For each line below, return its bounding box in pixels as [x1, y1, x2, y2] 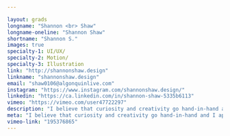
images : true [7, 42, 44, 49]
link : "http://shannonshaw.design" [7, 67, 109, 74]
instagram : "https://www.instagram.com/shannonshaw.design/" [7, 87, 186, 93]
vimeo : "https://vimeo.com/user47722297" [7, 99, 127, 106]
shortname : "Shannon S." [7, 35, 78, 42]
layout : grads [7, 16, 48, 23]
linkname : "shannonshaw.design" [7, 73, 99, 80]
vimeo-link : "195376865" [7, 118, 78, 125]
